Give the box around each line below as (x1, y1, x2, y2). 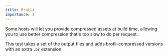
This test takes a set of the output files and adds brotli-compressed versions (5, 40, 163, 46)
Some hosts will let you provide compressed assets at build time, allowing (5, 25, 157, 31)
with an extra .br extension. (5, 46, 63, 52)
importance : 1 (5, 12, 35, 17)
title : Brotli (5, 7, 35, 12)
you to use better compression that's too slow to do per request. (5, 31, 138, 37)
